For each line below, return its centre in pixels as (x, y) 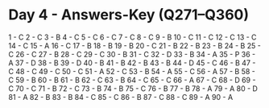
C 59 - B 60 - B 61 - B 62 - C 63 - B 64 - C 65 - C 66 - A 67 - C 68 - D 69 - (132, 80)
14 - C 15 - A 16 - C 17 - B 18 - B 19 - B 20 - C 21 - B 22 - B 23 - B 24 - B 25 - (135, 45)
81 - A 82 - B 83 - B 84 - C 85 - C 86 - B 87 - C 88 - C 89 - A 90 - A (121, 97)
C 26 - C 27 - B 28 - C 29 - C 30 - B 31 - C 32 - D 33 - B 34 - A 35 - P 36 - (132, 54)
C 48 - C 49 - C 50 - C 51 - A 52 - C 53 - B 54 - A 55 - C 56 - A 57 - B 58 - (132, 71)
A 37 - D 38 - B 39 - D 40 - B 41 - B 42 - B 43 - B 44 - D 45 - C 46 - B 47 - (132, 63)
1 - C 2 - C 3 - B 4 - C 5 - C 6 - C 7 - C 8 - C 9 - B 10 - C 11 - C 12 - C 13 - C (132, 37)
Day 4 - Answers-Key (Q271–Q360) (129, 15)
